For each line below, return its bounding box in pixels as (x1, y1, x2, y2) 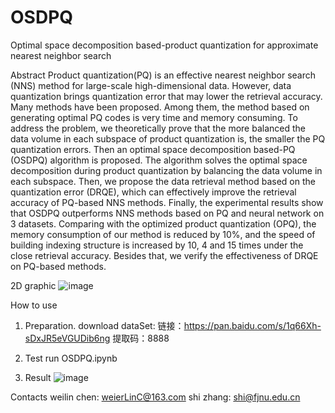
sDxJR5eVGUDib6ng (24, 332, 111, 344)
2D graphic (10, 279, 57, 291)
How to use (10, 299, 58, 311)
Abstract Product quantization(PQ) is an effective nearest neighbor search (10, 69, 317, 81)
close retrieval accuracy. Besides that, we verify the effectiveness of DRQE (10, 249, 319, 261)
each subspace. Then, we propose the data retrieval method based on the (10, 175, 316, 187)
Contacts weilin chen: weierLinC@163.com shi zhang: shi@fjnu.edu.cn (10, 391, 301, 403)
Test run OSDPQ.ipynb (24, 352, 118, 364)
